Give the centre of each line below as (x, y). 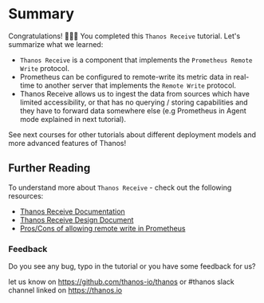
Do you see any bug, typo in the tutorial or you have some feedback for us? (132, 266)
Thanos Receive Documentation (72, 211)
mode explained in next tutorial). (73, 119)
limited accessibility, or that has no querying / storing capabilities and (134, 102)
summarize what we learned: (56, 44)
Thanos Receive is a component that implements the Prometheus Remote (136, 60)
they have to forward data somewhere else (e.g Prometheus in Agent (133, 110)
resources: (26, 195)
